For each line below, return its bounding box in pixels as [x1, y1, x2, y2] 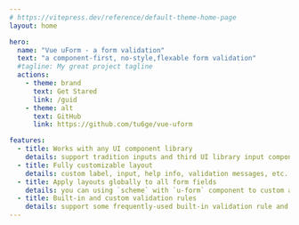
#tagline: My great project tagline [17, 62, 153, 71]
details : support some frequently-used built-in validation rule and [25, 202, 289, 212]
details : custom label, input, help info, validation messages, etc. [25, 169, 289, 178]
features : [9, 136, 46, 145]
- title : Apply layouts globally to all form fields [17, 177, 217, 187]
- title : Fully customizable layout [17, 161, 153, 170]
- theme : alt [25, 103, 74, 112]
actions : [17, 70, 50, 80]
